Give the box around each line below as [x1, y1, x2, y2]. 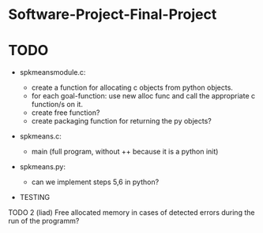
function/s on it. [31, 100, 83, 109]
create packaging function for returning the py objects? [31, 116, 212, 126]
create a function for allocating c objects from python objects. [31, 83, 233, 92]
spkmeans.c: [19, 131, 62, 141]
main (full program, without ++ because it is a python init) [31, 147, 219, 157]
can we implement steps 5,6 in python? [31, 177, 160, 187]
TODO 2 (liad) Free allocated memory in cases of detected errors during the [8, 208, 255, 217]
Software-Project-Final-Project [8, 6, 217, 24]
